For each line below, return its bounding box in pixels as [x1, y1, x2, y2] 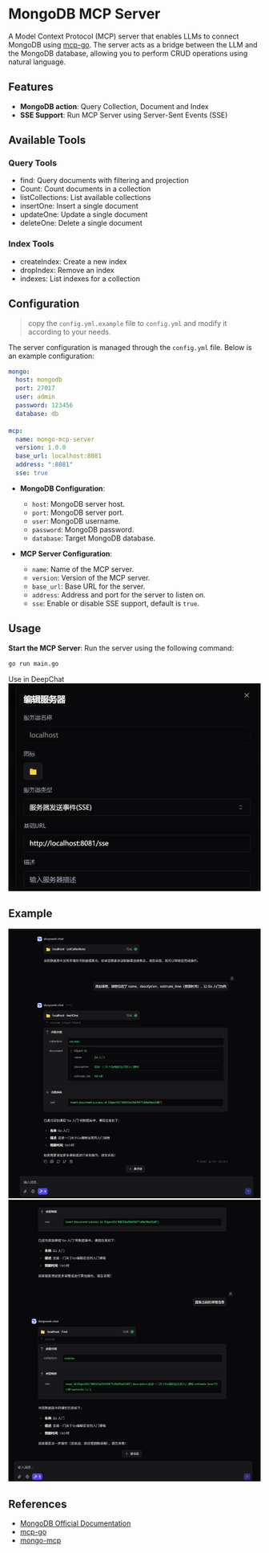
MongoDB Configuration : [19, 483, 106, 493]
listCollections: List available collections [19, 193, 151, 202]
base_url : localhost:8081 [15, 452, 102, 460]
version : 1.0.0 [15, 443, 66, 452]
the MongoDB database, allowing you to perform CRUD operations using [8, 48, 248, 58]
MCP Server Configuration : [19, 548, 113, 558]
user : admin [15, 393, 56, 401]
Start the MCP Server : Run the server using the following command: [8, 643, 235, 653]
